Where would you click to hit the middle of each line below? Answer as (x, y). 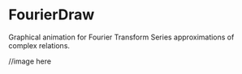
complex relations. (39, 45)
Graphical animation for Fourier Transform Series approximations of (121, 37)
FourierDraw (52, 15)
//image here (30, 61)
